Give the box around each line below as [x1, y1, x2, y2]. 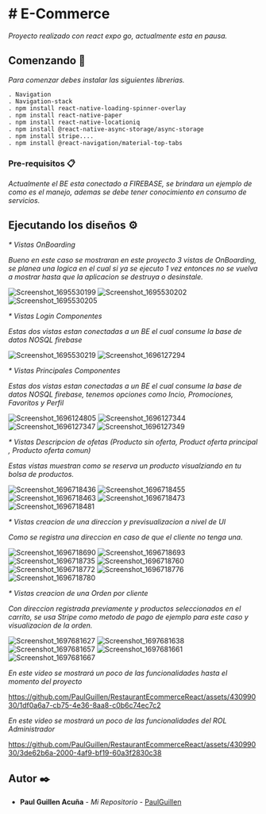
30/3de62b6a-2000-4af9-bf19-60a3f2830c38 [8, 747, 162, 758]
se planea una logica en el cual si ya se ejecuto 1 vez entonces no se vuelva [8, 263, 258, 273]
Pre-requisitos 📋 [8, 158, 75, 169]
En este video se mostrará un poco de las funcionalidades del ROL [8, 716, 227, 725]
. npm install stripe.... [8, 132, 94, 140]
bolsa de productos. [8, 469, 75, 478]
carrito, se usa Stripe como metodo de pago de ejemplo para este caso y [8, 612, 249, 621]
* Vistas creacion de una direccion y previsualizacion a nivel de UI [8, 516, 226, 526]
